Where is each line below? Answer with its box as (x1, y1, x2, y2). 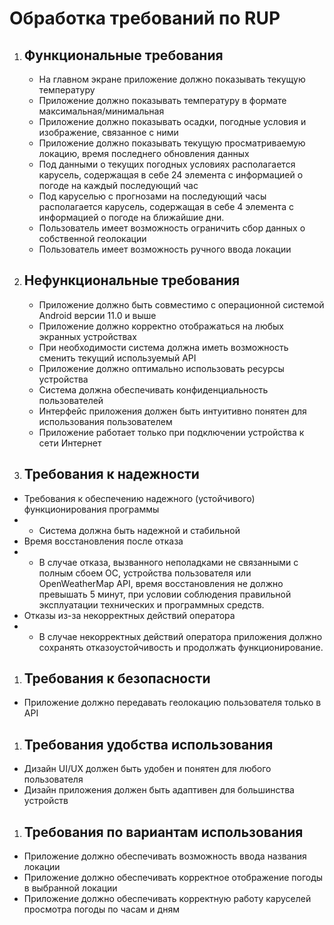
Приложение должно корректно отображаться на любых (38, 320, 284, 332)
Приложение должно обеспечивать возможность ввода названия (23, 850, 307, 862)
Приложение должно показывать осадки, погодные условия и (38, 116, 307, 127)
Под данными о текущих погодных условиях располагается (38, 158, 296, 170)
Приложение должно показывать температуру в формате (38, 95, 287, 106)
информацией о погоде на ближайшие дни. (38, 212, 225, 223)
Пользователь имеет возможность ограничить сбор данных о (38, 222, 306, 234)
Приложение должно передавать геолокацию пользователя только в (23, 697, 322, 709)
